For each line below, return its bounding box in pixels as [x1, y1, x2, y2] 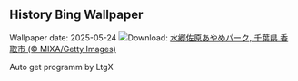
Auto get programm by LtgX [9, 61, 114, 72]
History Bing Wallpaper [9, 7, 144, 22]
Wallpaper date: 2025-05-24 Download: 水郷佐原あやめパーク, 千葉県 [9, 31, 279, 43]
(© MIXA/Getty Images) [26, 43, 116, 54]
